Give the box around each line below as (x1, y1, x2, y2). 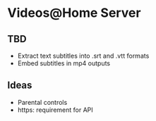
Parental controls (17, 98, 68, 106)
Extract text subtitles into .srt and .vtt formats (17, 51, 150, 60)
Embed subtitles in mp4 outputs (17, 59, 111, 68)
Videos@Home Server (7, 5, 141, 21)
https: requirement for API (17, 106, 93, 114)
